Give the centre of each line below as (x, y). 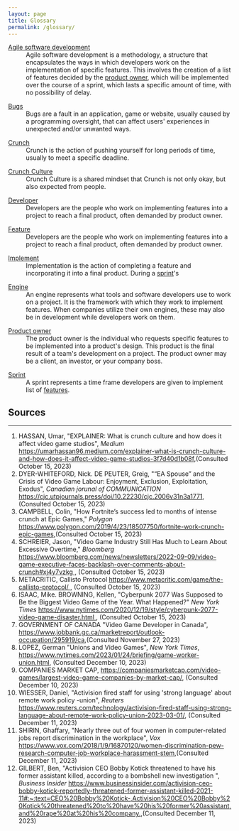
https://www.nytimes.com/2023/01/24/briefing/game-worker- (109, 655)
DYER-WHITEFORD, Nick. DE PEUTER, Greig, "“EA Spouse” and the (117, 474)
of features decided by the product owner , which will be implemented (127, 77)
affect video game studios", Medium (71, 444)
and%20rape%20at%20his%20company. (79, 813)
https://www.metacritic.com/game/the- (166, 580)
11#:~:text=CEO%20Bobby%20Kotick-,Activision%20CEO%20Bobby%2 (124, 798)
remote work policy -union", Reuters (71, 700)
